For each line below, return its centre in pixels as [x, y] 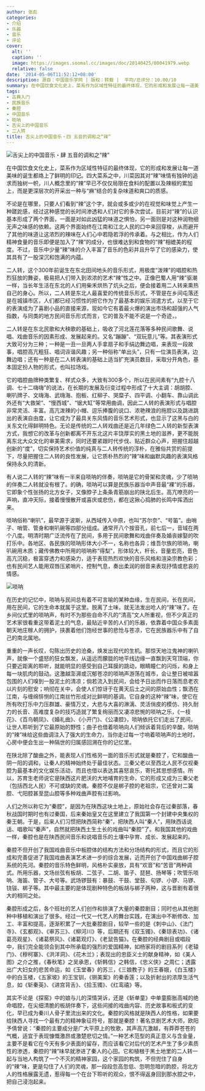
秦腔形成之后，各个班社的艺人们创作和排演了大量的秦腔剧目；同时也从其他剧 [103, 908]
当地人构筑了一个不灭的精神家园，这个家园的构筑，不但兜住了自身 [100, 1059]
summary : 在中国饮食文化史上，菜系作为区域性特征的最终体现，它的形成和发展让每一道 [100, 86]
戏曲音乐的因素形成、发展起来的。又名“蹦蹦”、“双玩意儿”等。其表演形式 [107, 336]
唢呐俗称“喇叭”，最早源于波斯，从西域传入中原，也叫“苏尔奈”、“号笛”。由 [99, 520]
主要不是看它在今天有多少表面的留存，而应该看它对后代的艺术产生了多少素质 [103, 1043]
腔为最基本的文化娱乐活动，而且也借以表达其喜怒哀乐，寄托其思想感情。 [97, 770]
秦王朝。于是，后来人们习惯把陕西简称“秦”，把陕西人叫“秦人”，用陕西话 [97, 821]
